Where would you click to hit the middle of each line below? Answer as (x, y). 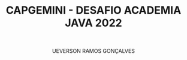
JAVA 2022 (93, 23)
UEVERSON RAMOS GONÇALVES (93, 50)
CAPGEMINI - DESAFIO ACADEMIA (93, 10)
